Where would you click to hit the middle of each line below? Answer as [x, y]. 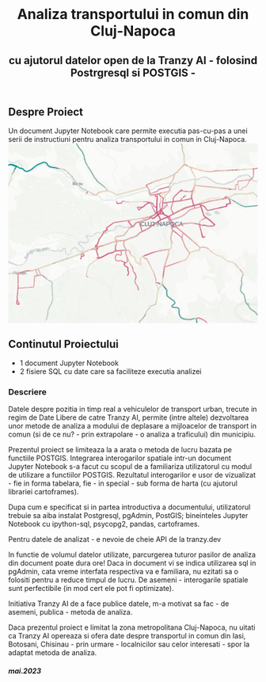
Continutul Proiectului [63, 344]
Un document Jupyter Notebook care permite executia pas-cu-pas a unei [128, 131]
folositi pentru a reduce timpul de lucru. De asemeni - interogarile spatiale [128, 580]
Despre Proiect [46, 112]
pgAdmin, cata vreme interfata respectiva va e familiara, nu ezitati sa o [123, 572]
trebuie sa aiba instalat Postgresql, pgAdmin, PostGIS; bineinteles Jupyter [128, 516]
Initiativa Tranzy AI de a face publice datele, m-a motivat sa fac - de [119, 604]
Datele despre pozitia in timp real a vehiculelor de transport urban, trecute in [133, 410]
